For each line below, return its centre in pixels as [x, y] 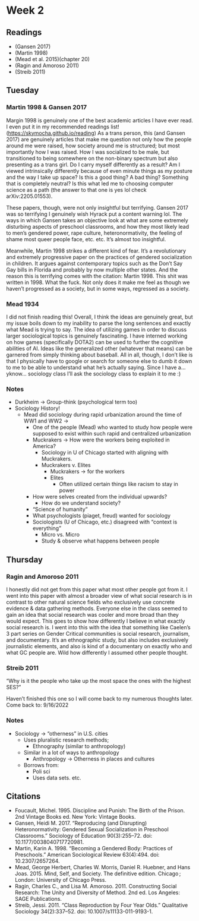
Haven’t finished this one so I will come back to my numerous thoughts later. [99, 699]
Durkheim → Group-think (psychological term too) [76, 402]
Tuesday [23, 91]
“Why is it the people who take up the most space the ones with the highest [99, 681]
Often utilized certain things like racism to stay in [119, 484]
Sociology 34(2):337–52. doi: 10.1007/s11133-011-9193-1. [84, 911]
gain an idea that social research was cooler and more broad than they [93, 614]
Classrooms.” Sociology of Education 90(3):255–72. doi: [83, 836]
